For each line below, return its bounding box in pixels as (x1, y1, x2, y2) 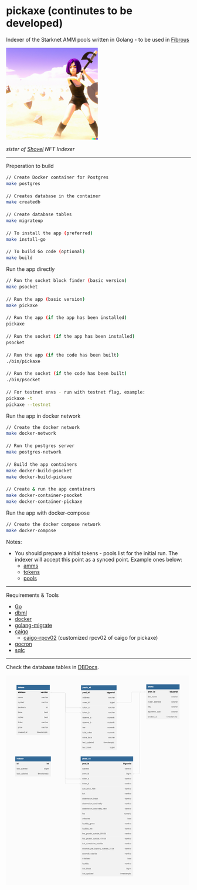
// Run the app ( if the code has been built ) (6, 352, 119, 358)
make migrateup (6, 218, 43, 224)
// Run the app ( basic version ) (6, 296, 85, 302)
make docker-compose (6, 528, 57, 533)
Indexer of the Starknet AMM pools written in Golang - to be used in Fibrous (6, 36, 189, 43)
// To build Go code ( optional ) (6, 248, 85, 255)
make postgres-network (6, 449, 62, 455)
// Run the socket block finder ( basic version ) (6, 278, 127, 284)
